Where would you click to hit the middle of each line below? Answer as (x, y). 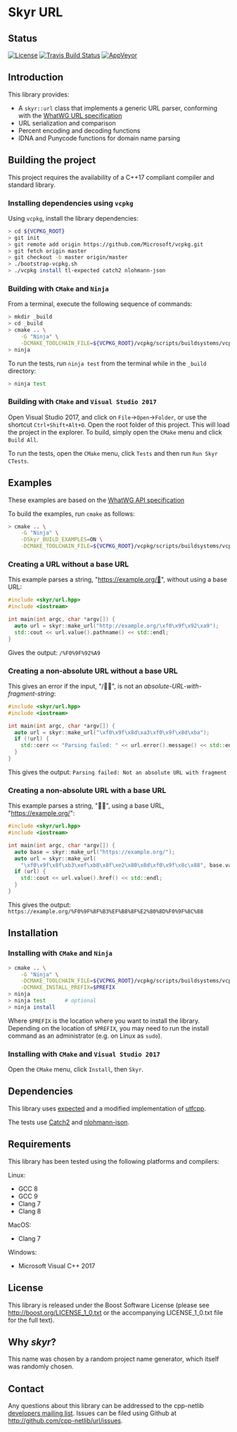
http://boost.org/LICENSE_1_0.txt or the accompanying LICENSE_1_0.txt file (116, 1312)
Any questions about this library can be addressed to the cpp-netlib (106, 1406)
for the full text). (31, 1320)
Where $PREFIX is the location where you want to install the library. (104, 1021)
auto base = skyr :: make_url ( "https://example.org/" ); (95, 852)
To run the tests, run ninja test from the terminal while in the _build (107, 363)
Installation (33, 933)
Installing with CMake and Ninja (60, 953)
